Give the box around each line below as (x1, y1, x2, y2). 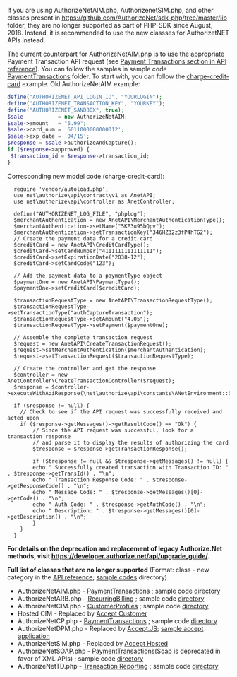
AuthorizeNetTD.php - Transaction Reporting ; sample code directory (17, 661, 219, 670)
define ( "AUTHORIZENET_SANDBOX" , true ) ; (7, 106, 125, 114)
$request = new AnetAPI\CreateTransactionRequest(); (13, 340, 172, 347)
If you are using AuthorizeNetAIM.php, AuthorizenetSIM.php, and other (7, 6, 214, 14)
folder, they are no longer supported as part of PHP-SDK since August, (7, 21, 213, 29)
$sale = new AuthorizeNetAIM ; (7, 113, 128, 120)
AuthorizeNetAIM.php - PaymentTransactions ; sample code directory (17, 587, 221, 595)
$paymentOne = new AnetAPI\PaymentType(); (13, 278, 140, 285)
